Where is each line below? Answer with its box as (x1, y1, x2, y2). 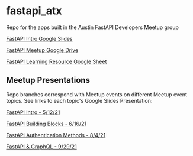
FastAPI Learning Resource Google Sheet (6, 58, 107, 65)
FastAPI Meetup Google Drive (6, 46, 79, 54)
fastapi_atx (6, 4, 62, 18)
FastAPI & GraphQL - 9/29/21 (6, 143, 77, 150)
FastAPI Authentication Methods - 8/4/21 (6, 131, 106, 138)
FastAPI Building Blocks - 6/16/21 (6, 120, 87, 127)
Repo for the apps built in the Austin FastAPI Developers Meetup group (6, 24, 179, 31)
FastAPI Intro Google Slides (6, 35, 73, 42)
